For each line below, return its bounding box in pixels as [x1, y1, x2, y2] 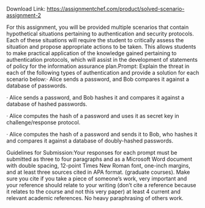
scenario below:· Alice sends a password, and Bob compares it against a [6, 76, 190, 83]
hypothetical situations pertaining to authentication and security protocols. [6, 30, 194, 37]
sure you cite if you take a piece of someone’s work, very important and [6, 175, 187, 182]
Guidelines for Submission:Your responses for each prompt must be [6, 149, 177, 156]
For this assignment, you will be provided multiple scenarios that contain [6, 24, 189, 31]
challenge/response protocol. [6, 119, 81, 126]
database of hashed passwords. [6, 100, 88, 108]
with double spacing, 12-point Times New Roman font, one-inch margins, [6, 162, 191, 169]
